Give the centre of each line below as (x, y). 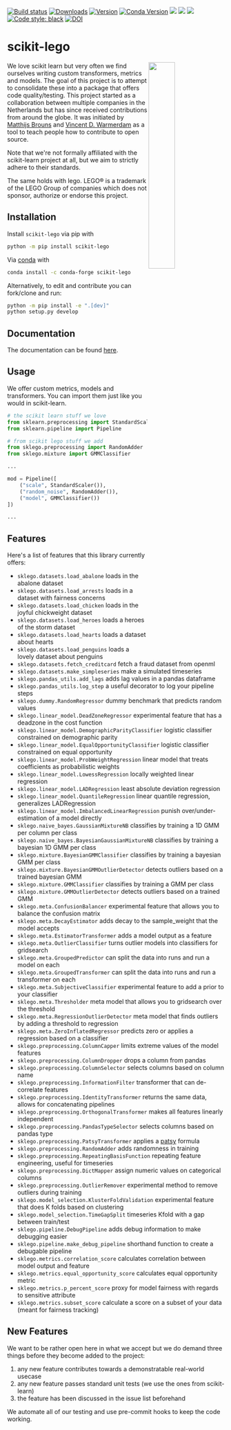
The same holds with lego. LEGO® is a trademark (77, 180)
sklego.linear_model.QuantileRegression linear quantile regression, (113, 796)
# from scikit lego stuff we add (55, 441)
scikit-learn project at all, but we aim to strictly (73, 160)
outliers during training (49, 1192)
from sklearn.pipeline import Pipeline (64, 428)
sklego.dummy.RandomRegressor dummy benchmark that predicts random (119, 700)
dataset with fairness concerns (61, 598)
